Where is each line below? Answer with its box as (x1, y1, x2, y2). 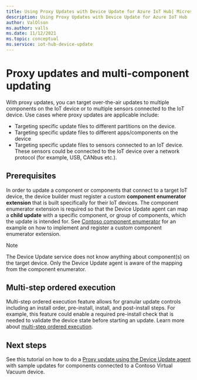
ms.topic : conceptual (6, 36, 59, 42)
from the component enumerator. (6, 265, 87, 272)
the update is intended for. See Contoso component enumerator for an (6, 218, 176, 225)
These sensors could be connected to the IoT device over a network (14, 148, 180, 155)
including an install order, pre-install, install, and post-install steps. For (6, 304, 176, 312)
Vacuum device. (6, 368, 45, 375)
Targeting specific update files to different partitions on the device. (14, 122, 176, 129)
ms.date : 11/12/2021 (6, 31, 57, 36)
